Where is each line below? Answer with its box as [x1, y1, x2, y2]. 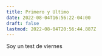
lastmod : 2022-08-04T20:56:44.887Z [6, 26, 97, 32]
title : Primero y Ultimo [6, 9, 69, 15]
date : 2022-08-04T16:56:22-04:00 [6, 15, 91, 21]
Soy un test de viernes [6, 43, 63, 50]
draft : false [6, 20, 39, 26]
